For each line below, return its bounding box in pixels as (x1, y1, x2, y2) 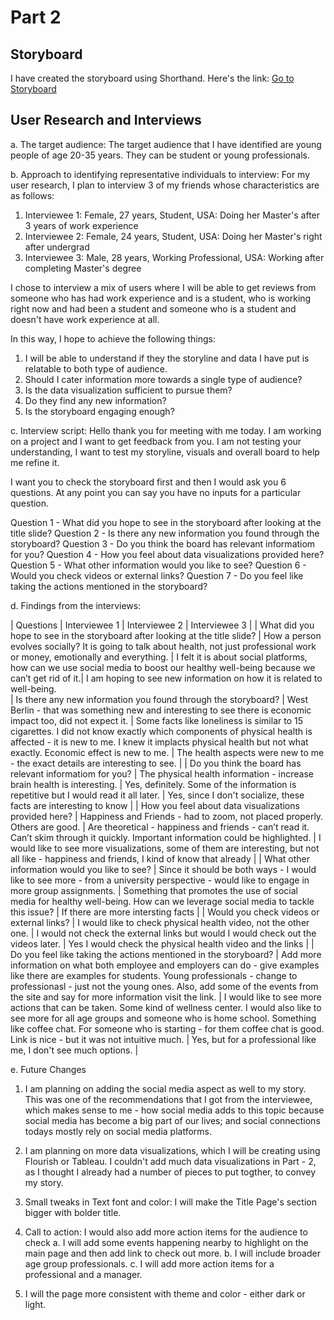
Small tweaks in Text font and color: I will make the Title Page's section (24, 1196, 317, 1208)
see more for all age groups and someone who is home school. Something (10, 1012, 317, 1024)
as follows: (10, 189, 55, 201)
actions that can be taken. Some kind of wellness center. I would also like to (10, 1001, 322, 1013)
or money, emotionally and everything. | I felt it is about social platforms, (10, 651, 308, 663)
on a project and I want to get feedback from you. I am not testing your (10, 435, 302, 447)
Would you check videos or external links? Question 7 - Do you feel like (10, 569, 304, 581)
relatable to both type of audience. (24, 362, 168, 375)
